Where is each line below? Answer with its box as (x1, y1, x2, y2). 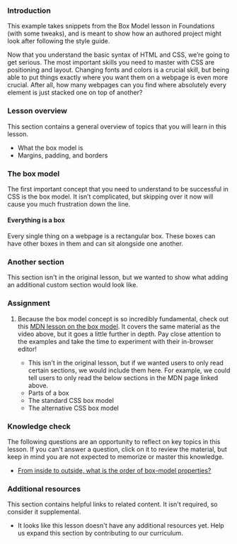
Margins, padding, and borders (17, 151, 108, 160)
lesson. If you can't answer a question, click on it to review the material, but (7, 445, 228, 453)
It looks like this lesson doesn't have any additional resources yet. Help (17, 521, 224, 530)
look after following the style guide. (7, 37, 110, 45)
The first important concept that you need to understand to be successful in (7, 184, 229, 193)
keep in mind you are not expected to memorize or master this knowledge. (7, 453, 224, 461)
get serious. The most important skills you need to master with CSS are (7, 58, 214, 67)
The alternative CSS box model (28, 404, 119, 412)
